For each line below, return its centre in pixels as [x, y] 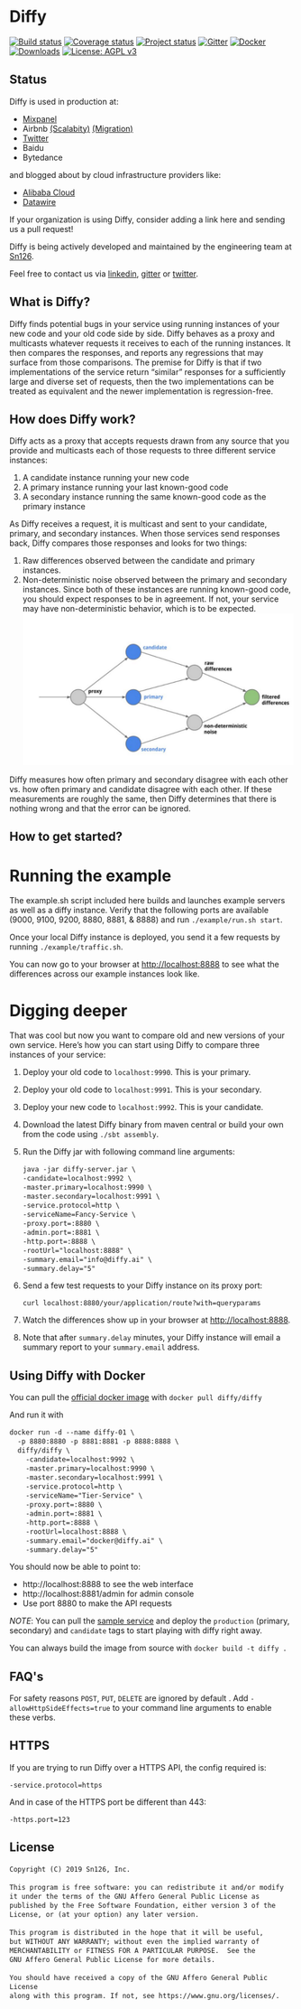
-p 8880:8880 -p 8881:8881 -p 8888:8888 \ [98, 1442]
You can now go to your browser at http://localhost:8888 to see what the [144, 965]
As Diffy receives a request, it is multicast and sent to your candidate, [138, 524]
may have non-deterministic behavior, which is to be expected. [139, 609]
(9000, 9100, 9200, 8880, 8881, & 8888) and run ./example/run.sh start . [146, 920]
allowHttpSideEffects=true [60, 1708]
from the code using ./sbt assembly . [91, 1135]
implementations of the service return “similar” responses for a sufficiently [148, 371]
